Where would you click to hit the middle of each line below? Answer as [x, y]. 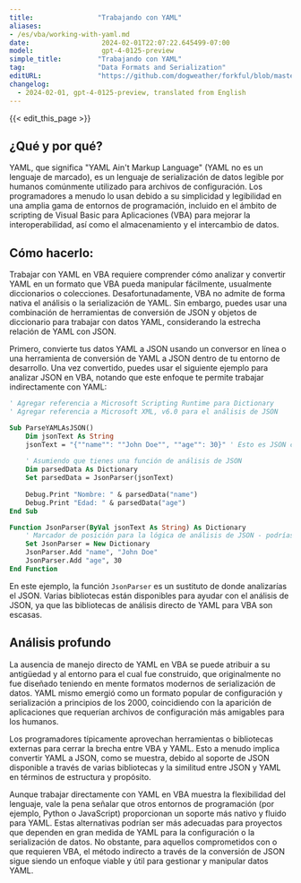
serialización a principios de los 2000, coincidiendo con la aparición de [141, 702]
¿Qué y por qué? [56, 146]
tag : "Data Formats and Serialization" [118, 68]
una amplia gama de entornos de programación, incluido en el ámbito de [143, 206]
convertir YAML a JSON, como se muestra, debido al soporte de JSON [140, 758]
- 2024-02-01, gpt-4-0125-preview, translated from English [132, 92]
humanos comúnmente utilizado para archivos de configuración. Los [136, 187]
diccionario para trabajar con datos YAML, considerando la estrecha [135, 322]
